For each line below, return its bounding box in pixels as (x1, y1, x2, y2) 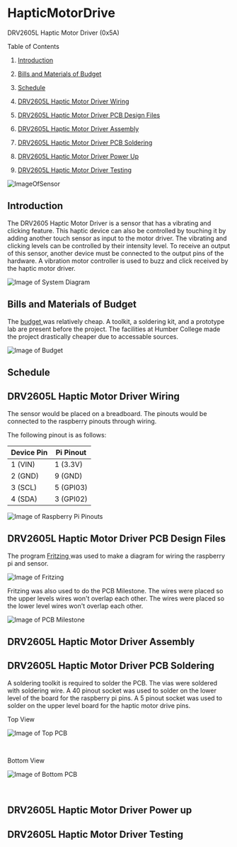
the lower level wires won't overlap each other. (7, 601, 144, 610)
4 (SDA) (11, 494, 37, 504)
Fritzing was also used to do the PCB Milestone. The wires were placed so (7, 586, 224, 595)
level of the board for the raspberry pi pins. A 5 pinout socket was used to (7, 693, 223, 702)
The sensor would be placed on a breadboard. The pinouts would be (7, 409, 207, 417)
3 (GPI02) (54, 494, 88, 504)
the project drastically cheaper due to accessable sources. (7, 332, 179, 341)
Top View (7, 714, 35, 724)
